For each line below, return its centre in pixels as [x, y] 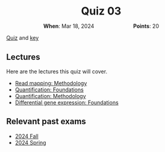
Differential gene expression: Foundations [67, 102]
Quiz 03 [101, 11]
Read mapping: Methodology [51, 83]
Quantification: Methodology [50, 96]
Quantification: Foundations [49, 90]
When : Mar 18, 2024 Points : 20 [101, 26]
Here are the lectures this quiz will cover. [57, 71]
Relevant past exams [46, 121]
